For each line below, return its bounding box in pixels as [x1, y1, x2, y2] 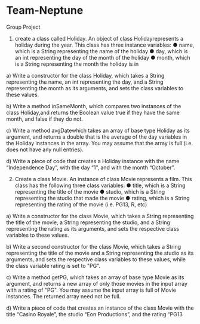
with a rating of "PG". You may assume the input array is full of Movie [6, 286, 176, 294]
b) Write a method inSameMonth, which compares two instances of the [6, 102, 181, 109]
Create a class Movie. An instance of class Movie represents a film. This [14, 175, 192, 182]
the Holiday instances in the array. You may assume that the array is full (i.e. [6, 139, 193, 146]
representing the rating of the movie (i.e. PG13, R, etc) [14, 201, 147, 208]
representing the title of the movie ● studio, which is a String [14, 188, 165, 195]
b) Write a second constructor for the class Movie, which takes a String [6, 243, 181, 250]
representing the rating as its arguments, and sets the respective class [6, 225, 179, 232]
